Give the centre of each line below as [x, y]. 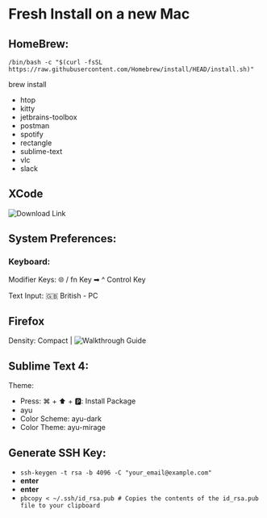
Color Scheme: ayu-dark [61, 419]
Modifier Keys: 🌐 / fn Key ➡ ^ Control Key [77, 279]
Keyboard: [29, 261]
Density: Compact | [40, 340]
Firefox [27, 321]
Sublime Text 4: [48, 366]
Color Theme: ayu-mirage [63, 428]
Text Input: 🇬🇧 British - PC [53, 295]
